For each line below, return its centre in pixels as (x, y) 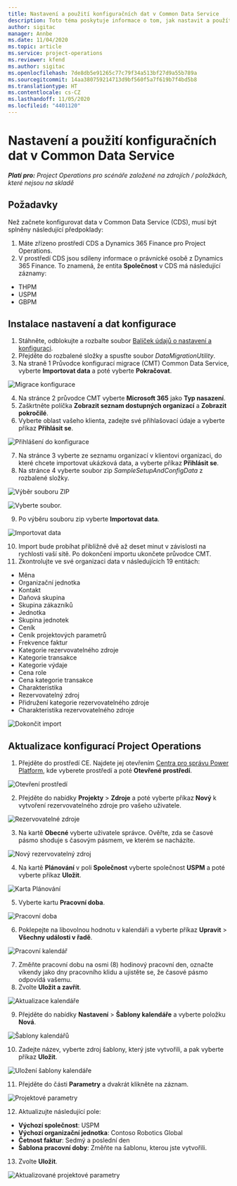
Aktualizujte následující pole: (59, 1112)
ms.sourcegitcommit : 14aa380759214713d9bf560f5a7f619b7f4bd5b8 (103, 79)
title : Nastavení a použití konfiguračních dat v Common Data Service (114, 14)
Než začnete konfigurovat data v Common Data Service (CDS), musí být (113, 222)
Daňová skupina (41, 598)
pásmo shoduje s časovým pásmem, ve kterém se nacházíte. (107, 840)
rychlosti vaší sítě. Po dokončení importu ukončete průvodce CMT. (115, 554)
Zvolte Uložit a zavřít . (50, 987)
